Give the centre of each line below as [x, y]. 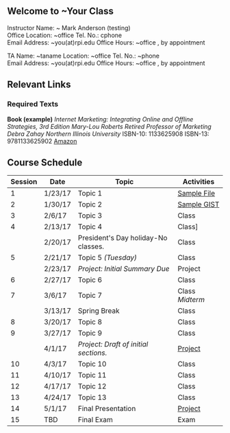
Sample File [196, 194]
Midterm [191, 300]
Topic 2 [90, 204]
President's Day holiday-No [123, 238]
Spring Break [99, 311]
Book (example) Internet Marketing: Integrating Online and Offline [100, 119]
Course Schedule [45, 162]
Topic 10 [92, 364]
